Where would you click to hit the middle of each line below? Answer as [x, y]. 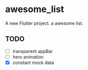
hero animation [28, 57]
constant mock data [33, 62]
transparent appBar [33, 51]
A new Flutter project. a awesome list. [44, 23]
